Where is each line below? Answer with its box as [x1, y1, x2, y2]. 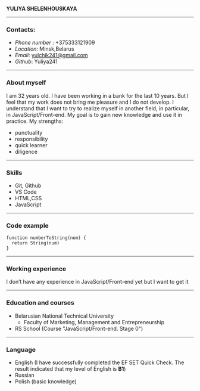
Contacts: [6, 25, 36, 33]
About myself [6, 79, 46, 87]
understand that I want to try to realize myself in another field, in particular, [6, 104, 189, 112]
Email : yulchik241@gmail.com [14, 52, 88, 59]
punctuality [14, 129, 43, 136]
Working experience [6, 265, 67, 273]
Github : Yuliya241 [14, 58, 58, 65]
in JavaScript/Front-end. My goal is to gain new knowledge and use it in [6, 111, 183, 118]
